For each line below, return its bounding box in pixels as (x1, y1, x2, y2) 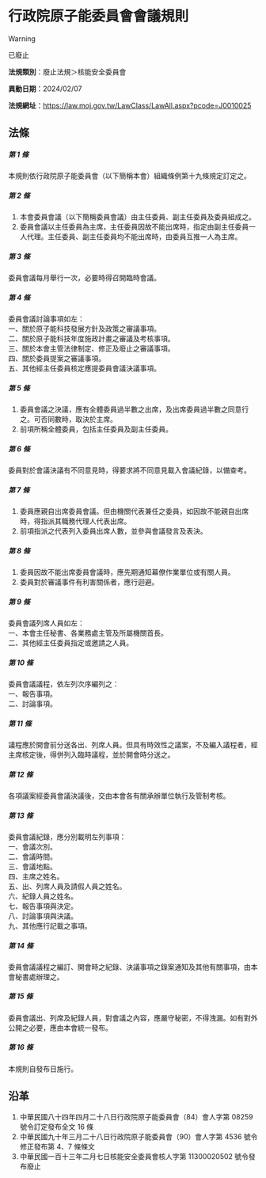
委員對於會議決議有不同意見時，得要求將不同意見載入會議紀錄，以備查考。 (8, 465, 251, 475)
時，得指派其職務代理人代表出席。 (19, 516, 131, 526)
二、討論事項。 (8, 699, 57, 709)
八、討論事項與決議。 (8, 911, 78, 921)
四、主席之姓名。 (8, 872, 64, 881)
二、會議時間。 (8, 852, 57, 861)
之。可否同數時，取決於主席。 (19, 415, 117, 424)
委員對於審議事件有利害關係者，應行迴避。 (19, 577, 159, 587)
